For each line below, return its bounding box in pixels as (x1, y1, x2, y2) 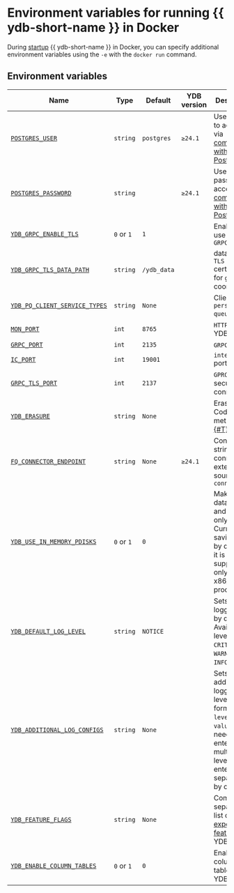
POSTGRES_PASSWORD (10, 189, 72, 197)
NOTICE (142, 627, 164, 635)
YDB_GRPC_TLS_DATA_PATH (10, 266, 90, 273)
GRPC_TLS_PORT (10, 379, 58, 387)
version (180, 100, 208, 109)
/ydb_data (142, 266, 175, 273)
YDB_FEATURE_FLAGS (10, 816, 72, 823)
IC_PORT (10, 356, 36, 363)
